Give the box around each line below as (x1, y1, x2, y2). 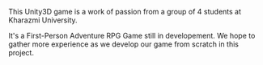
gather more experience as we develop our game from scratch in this (8, 39, 239, 49)
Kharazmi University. (8, 15, 78, 25)
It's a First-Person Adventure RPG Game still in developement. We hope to (8, 31, 256, 40)
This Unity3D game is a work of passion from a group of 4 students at (8, 7, 241, 16)
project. (8, 48, 35, 57)
